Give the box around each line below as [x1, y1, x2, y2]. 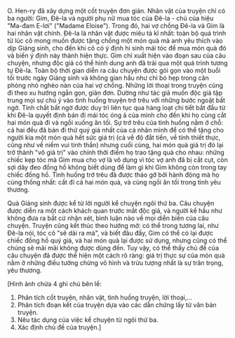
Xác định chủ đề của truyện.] [17, 323, 102, 331]
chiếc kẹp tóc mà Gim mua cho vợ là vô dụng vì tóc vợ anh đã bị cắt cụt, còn [7, 156, 228, 164]
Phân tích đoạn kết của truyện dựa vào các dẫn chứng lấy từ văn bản [17, 301, 217, 309]
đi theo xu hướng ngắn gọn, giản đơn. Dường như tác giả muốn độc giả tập [7, 88, 223, 97]
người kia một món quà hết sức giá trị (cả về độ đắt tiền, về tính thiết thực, [7, 133, 221, 142]
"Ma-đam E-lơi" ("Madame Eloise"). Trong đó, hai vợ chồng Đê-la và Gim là [7, 22, 225, 29]
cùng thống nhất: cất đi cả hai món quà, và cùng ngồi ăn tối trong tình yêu [7, 178, 221, 186]
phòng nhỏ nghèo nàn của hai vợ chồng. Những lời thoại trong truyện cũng [7, 81, 223, 89]
